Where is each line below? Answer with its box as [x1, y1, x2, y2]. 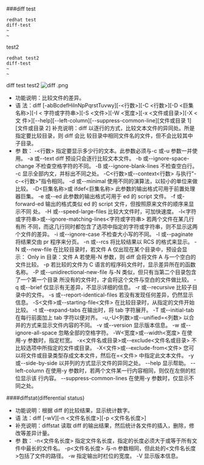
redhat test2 [6, 55, 39, 61]
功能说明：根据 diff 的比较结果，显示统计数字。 [15, 407, 134, 414]
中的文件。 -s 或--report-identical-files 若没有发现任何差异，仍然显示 [20, 291, 194, 298]
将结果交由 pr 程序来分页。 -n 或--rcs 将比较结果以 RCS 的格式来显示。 [15, 238, 193, 245]
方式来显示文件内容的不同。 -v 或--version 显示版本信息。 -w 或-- [25, 321, 191, 329]
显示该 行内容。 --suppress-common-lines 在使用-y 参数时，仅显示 [20, 375, 189, 381]
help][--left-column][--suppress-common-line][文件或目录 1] [39, 117, 192, 124]
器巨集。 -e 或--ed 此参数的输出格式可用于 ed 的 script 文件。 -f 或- [15, 193, 185, 199]
